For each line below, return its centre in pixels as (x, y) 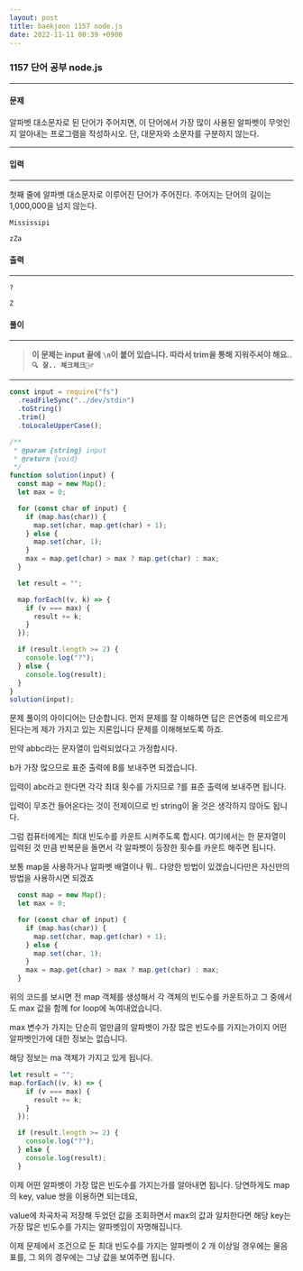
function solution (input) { (62, 475)
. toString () (40, 409)
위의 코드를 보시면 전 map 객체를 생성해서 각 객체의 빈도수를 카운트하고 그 (139, 997)
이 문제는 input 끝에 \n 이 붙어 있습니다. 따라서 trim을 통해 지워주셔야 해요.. (162, 355)
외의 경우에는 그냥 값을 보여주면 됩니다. (106, 1257)
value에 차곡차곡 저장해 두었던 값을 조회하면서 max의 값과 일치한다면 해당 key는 (150, 1215)
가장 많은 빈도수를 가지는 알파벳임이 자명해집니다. (96, 1226)
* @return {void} (46, 459)
